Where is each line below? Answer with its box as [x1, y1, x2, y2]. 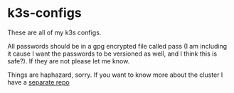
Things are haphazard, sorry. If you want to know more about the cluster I [7, 70, 223, 79]
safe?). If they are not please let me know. [7, 56, 130, 65]
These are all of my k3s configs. [7, 28, 102, 37]
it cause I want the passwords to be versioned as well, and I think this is [7, 49, 218, 58]
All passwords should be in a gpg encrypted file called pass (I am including [7, 42, 228, 50]
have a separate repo [7, 77, 70, 86]
